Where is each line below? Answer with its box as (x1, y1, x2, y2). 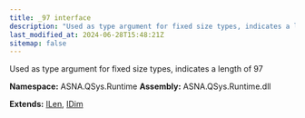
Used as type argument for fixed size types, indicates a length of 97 (9, 64, 263, 74)
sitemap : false (9, 38, 67, 48)
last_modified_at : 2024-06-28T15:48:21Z (9, 30, 165, 39)
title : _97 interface (9, 13, 92, 23)
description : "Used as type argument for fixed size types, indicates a (9, 22, 290, 31)
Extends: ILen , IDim (9, 99, 84, 110)
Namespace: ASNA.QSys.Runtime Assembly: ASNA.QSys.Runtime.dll (9, 81, 271, 92)
